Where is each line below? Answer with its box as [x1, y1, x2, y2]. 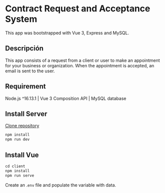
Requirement [5, 82, 46, 91]
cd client [5, 164, 26, 169]
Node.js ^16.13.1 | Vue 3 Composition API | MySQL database [5, 95, 126, 101]
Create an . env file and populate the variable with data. [5, 182, 116, 188]
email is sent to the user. [5, 68, 55, 74]
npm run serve [5, 173, 35, 178]
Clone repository [5, 123, 40, 129]
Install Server [5, 109, 48, 118]
